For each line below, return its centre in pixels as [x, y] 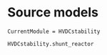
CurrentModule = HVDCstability [54, 31]
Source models [53, 12]
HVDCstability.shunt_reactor [51, 44]
